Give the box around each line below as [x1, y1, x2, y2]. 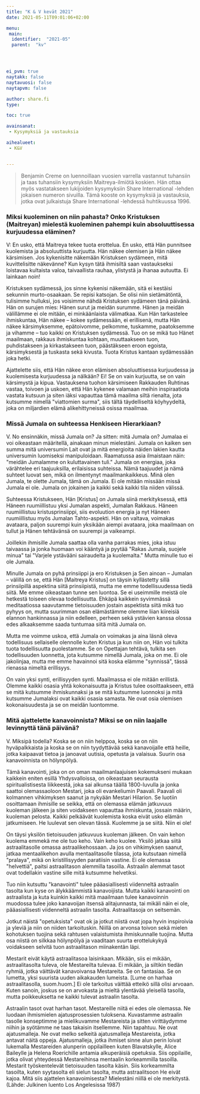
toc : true [6, 112, 31, 119]
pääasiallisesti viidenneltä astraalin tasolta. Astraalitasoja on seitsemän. [6, 906, 182, 913]
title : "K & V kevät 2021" [6, 8, 73, 15]
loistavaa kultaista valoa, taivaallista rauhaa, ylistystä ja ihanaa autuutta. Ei [6, 266, 189, 273]
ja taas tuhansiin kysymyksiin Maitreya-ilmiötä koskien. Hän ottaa [20, 178, 181, 186]
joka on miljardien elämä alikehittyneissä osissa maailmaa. [6, 404, 149, 411]
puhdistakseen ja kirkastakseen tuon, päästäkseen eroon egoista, [6, 342, 168, 349]
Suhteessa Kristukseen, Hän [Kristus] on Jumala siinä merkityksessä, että [6, 496, 187, 503]
